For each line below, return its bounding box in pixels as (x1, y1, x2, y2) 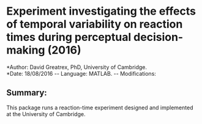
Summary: (6, 87, 47, 98)
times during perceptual (6, 31, 132, 44)
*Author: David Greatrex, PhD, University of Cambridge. (6, 63, 148, 71)
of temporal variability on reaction (6, 17, 183, 31)
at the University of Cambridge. (6, 110, 86, 117)
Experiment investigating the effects (6, 4, 196, 18)
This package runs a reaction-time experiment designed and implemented (6, 104, 193, 111)
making (6, 43, 45, 57)
